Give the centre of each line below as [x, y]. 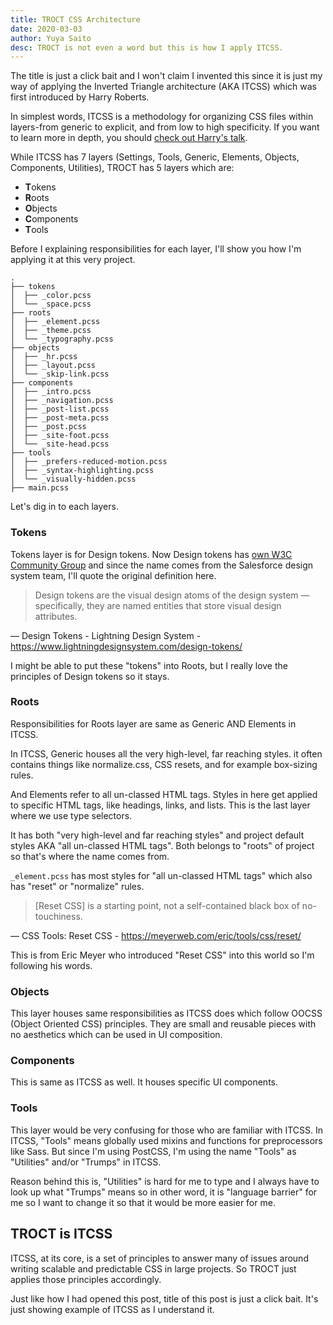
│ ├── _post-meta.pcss [60, 418]
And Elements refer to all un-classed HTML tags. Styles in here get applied [164, 794]
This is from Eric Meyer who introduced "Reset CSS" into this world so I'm [162, 955]
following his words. [51, 965]
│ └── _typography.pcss [62, 339]
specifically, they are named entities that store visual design [158, 605]
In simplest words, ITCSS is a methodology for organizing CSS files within [162, 117]
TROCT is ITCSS [61, 1234]
